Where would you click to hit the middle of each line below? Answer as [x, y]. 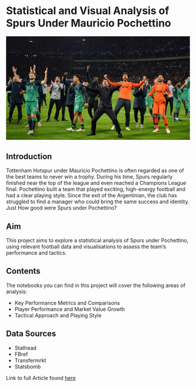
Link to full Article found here [41, 378]
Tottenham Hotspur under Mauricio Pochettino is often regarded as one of [95, 170]
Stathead [25, 348]
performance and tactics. [36, 253]
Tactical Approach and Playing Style [58, 315]
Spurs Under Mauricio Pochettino [89, 23]
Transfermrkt [30, 360]
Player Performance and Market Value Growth [70, 309]
